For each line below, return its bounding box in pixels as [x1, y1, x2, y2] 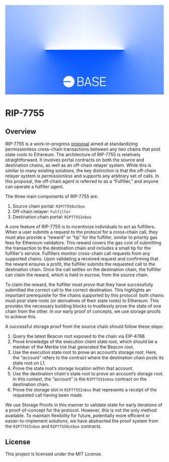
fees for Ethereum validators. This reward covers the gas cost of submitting [5, 239, 162, 245]
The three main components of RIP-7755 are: [5, 193, 99, 199]
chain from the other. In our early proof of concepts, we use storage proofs [5, 308, 161, 314]
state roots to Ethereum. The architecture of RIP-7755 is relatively [5, 151, 141, 157]
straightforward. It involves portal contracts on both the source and [5, 157, 144, 163]
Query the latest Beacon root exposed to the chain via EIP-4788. [12, 333, 146, 339]
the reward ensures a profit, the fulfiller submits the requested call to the [5, 261, 155, 267]
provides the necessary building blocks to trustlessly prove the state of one [5, 303, 161, 309]
